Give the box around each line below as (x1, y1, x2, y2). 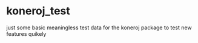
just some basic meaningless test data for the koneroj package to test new (6, 24, 192, 31)
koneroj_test (6, 4, 71, 18)
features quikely (6, 30, 47, 37)
